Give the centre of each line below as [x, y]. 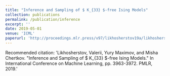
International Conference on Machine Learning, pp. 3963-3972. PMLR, [79, 63]
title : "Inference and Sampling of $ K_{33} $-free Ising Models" [77, 10]
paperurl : [16, 39]
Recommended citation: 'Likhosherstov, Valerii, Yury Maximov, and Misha [82, 52]
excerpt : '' [18, 24]
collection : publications [32, 15]
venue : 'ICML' [20, 33]
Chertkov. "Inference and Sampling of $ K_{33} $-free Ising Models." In [79, 58]
